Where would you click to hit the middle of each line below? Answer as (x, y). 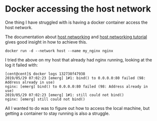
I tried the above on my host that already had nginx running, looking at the (78, 60)
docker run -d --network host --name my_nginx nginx (59, 51)
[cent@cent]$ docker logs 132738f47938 (45, 74)
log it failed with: (21, 65)
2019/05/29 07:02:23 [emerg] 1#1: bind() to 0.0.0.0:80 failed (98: (75, 78)
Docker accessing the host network (78, 9)
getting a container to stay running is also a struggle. (57, 113)
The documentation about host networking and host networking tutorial (76, 37)
